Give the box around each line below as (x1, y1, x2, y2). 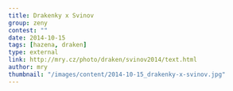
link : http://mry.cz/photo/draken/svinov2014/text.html (8, 56, 197, 64)
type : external (8, 48, 59, 56)
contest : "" (8, 26, 48, 34)
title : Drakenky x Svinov (8, 11, 94, 20)
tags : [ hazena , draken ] (8, 41, 87, 49)
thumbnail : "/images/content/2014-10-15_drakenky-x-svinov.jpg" (8, 70, 226, 78)
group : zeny (8, 19, 48, 27)
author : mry (8, 63, 48, 71)
